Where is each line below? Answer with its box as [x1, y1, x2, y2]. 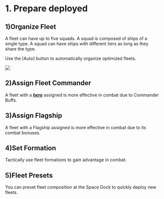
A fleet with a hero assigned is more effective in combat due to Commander [5, 92, 159, 98]
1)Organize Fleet [5, 23, 57, 31]
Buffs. [5, 97, 17, 103]
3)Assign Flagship [5, 112, 63, 120]
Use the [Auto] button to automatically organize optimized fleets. [5, 56, 136, 61]
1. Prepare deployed [5, 3, 88, 14]
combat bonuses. [5, 130, 41, 136]
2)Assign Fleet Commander [5, 79, 92, 87]
